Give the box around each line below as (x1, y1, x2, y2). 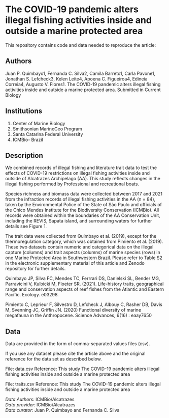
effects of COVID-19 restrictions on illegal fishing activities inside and (5, 170, 150, 176)
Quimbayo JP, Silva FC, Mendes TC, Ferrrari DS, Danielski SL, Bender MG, (5, 275, 161, 282)
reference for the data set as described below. (5, 356, 103, 362)
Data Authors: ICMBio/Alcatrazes (5, 396, 75, 403)
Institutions (5, 107, 42, 116)
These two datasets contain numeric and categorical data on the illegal (5, 244, 154, 250)
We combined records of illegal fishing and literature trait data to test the (5, 164, 157, 171)
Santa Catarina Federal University (12, 131, 83, 137)
